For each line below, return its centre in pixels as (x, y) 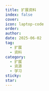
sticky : (13, 76)
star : (11, 80)
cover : (12, 19)
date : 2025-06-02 (23, 38)
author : (13, 33)
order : (12, 29)
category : (16, 57)
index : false (19, 15)
